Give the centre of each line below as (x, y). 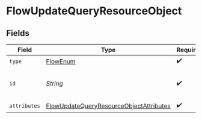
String (54, 83)
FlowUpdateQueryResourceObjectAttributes (108, 106)
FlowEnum (61, 61)
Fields (18, 33)
